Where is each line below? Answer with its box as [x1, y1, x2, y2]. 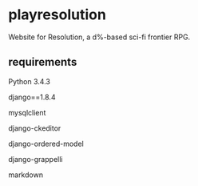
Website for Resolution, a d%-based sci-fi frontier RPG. [8, 32, 191, 42]
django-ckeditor [8, 123, 61, 133]
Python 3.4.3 [8, 76, 50, 86]
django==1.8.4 [8, 92, 56, 102]
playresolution [8, 6, 106, 24]
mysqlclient [8, 107, 46, 117]
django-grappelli [8, 154, 63, 164]
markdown [8, 170, 44, 180]
